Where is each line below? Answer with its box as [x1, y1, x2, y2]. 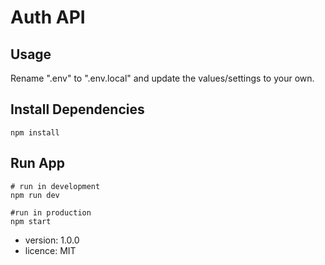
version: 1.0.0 [24, 234, 80, 246]
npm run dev [10, 190, 60, 200]
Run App [10, 155, 66, 172]
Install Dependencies [10, 101, 145, 118]
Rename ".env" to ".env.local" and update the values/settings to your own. [10, 72, 315, 84]
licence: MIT [24, 244, 77, 256]
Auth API [10, 6, 86, 29]
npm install [10, 127, 60, 138]
